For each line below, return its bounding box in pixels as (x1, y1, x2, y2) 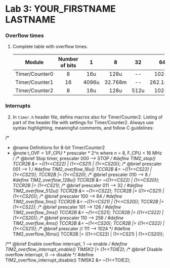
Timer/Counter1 (15, 79, 54, 86)
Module (25, 59, 44, 66)
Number (58, 55, 78, 63)
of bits (60, 62, 76, 69)
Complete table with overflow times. (12, 44, 88, 50)
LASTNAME (5, 14, 56, 25)
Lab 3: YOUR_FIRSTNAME (5, 3, 116, 15)
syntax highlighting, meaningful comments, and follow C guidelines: (12, 125, 154, 131)
